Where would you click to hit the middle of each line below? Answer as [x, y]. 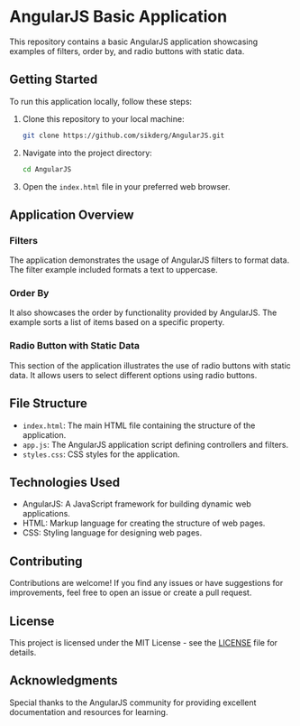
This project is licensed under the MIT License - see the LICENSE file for [143, 643]
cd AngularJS [47, 169]
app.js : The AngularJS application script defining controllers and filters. [155, 444]
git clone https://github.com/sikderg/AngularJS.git [123, 135]
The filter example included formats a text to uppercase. [114, 270]
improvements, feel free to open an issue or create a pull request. [131, 592]
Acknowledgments [64, 680]
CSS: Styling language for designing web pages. [112, 533]
